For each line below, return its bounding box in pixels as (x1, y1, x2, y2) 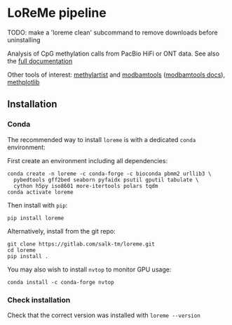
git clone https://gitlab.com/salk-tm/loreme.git (7, 241, 156, 248)
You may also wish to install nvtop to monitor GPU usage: (7, 265, 172, 274)
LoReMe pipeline (7, 5, 107, 21)
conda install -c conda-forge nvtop (7, 279, 114, 286)
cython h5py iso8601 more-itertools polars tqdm (13, 182, 158, 189)
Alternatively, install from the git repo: (7, 227, 116, 235)
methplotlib (7, 77, 40, 86)
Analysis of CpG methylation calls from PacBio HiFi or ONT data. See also (7, 49, 219, 58)
